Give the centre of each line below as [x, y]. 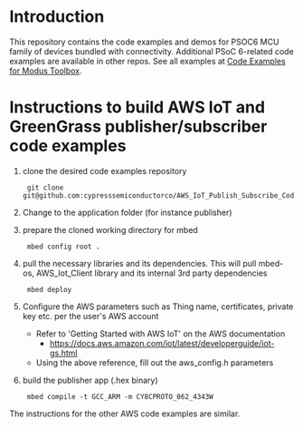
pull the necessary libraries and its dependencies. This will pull [139, 263]
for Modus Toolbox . [46, 71]
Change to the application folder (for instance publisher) [127, 212]
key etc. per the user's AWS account [90, 316]
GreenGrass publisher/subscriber [138, 126]
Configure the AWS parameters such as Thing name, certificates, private [158, 306]
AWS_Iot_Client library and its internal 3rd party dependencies [151, 273]
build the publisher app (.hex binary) [90, 380]
